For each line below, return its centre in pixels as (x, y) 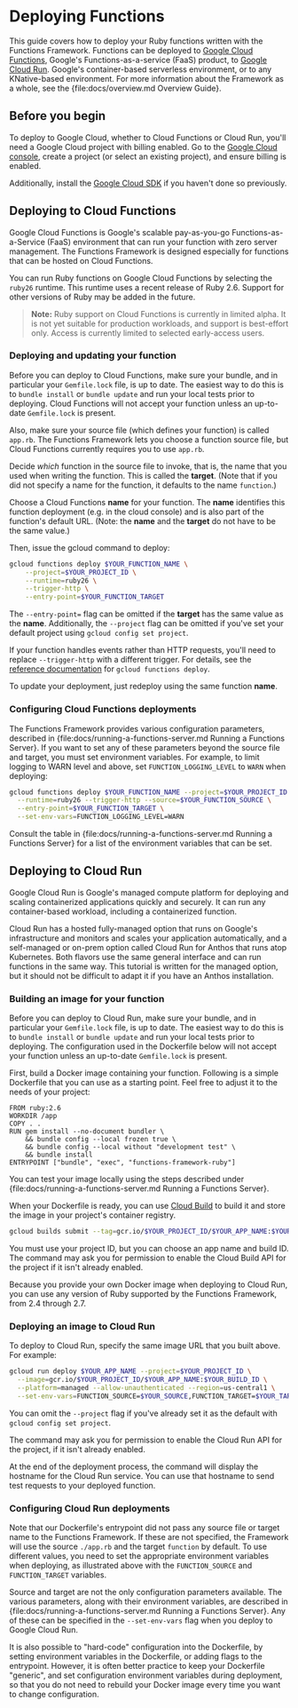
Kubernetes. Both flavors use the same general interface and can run (135, 957)
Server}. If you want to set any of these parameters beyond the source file (145, 747)
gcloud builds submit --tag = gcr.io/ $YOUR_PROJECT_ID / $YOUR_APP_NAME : (141, 1232)
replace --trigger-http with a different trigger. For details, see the (130, 660)
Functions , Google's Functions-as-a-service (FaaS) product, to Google (138, 60)
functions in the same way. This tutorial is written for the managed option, (144, 966)
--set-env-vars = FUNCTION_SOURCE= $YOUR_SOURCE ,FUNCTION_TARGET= (136, 1396)
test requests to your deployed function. (82, 1485)
